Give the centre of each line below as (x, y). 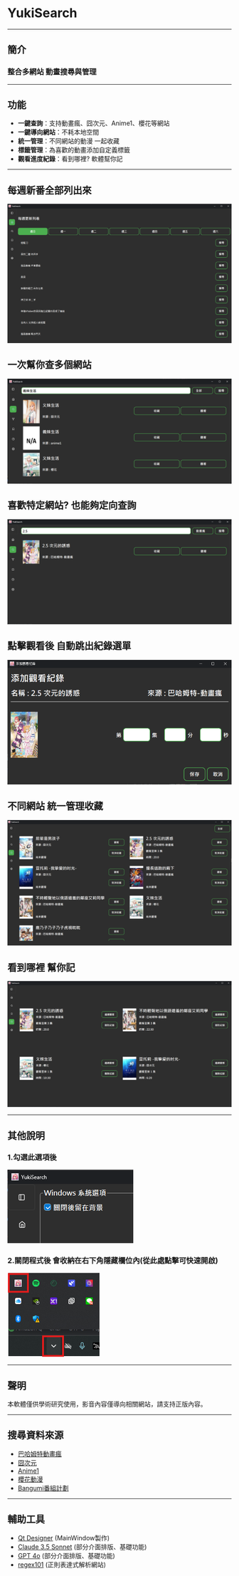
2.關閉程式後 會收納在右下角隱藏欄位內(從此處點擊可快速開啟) (113, 1260)
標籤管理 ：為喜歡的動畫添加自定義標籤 (74, 150)
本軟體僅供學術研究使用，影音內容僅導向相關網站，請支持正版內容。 (107, 1404)
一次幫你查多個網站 (49, 365)
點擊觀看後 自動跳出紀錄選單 (69, 646)
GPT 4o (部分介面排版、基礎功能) (66, 1555)
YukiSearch (42, 13)
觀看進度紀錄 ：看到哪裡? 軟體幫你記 (70, 159)
